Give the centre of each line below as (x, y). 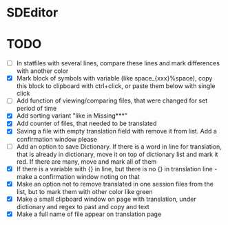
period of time (37, 109)
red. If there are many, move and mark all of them (86, 161)
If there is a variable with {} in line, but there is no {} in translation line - (117, 169)
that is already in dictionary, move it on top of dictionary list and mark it (117, 154)
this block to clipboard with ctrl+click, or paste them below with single (116, 86)
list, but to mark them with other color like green (84, 191)
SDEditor (32, 13)
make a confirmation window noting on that (78, 176)
